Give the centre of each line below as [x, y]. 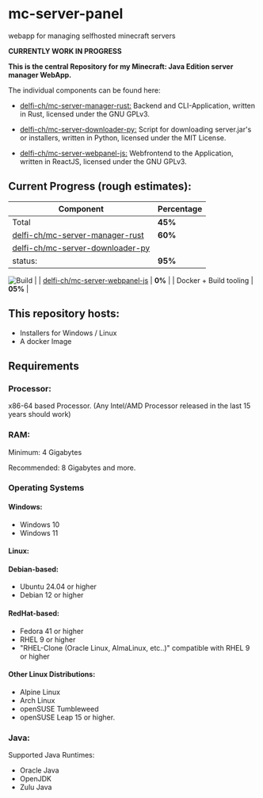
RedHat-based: [34, 613]
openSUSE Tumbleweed [59, 708]
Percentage [180, 208]
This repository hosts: [64, 314]
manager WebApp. [40, 74]
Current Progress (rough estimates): [100, 187]
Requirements [44, 366]
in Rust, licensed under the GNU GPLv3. [85, 114]
